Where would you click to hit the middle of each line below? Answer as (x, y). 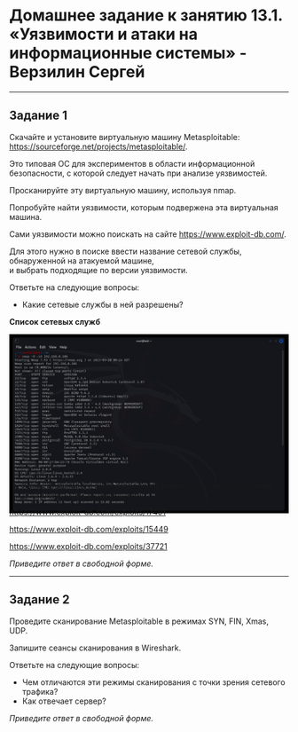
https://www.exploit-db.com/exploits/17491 (88, 512)
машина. (26, 216)
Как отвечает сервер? (64, 701)
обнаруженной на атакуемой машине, (82, 260)
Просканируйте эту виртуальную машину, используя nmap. (123, 190)
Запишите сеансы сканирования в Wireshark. (95, 648)
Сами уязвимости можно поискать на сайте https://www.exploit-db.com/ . (148, 234)
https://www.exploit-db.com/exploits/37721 (88, 546)
